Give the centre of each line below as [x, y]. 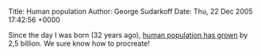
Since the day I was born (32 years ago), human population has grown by [128, 35]
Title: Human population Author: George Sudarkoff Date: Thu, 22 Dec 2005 [130, 11]
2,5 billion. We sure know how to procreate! [79, 43]
